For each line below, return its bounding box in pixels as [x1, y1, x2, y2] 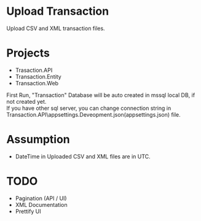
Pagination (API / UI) [15, 195, 67, 202]
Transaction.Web [15, 79, 59, 87]
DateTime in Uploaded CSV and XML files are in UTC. [15, 152, 151, 160]
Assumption [6, 133, 71, 147]
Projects [6, 46, 50, 60]
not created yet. [6, 98, 47, 105]
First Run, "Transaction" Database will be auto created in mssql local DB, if [6, 91, 195, 99]
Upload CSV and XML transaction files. [6, 25, 106, 32]
